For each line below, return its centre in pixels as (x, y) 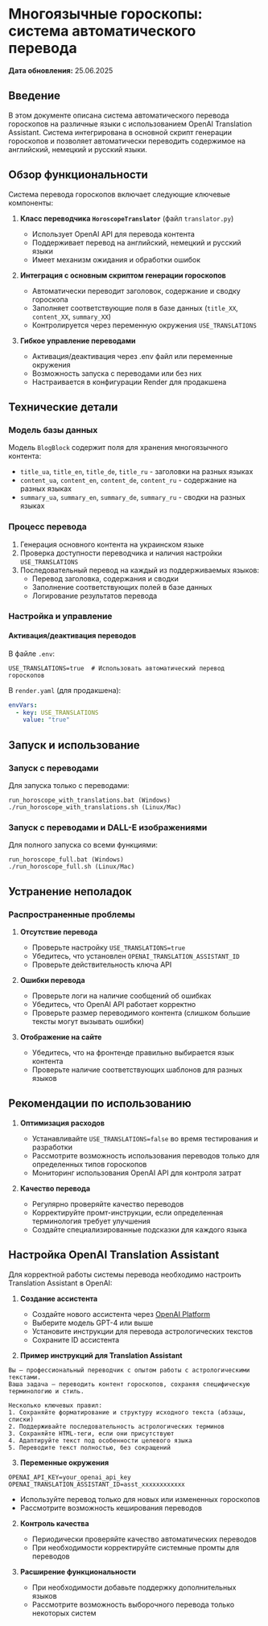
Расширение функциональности (78, 1571)
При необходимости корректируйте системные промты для (136, 1547)
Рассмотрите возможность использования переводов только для (146, 1155)
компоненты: (31, 203)
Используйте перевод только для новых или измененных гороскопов (140, 1499)
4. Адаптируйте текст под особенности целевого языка (101, 1440)
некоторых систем (64, 1613)
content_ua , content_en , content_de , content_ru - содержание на (128, 481)
